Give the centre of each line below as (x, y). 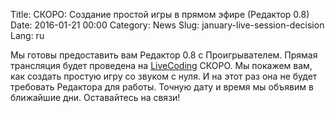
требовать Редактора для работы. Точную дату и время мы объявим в (162, 87)
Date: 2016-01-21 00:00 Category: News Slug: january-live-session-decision (167, 25)
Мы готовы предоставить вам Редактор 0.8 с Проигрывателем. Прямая (164, 55)
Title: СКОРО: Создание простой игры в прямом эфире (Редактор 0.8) (160, 14)
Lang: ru (27, 35)
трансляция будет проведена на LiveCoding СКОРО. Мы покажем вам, (161, 65)
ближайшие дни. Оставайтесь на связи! (95, 97)
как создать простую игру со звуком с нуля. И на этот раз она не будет (164, 76)
